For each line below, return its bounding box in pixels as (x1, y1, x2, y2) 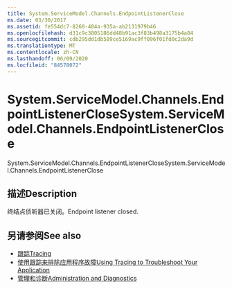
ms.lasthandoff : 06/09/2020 (7, 55, 89, 62)
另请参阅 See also (7, 229, 82, 241)
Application (17, 266, 51, 274)
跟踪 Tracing (17, 249, 52, 258)
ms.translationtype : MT (7, 42, 76, 49)
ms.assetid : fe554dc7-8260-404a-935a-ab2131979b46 (7, 23, 157, 30)
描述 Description (7, 188, 78, 200)
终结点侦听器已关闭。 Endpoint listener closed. (7, 207, 139, 216)
